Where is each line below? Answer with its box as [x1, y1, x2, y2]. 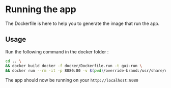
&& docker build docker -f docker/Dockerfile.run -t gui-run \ [5, 63, 142, 68]
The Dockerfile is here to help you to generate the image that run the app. [5, 20, 160, 26]
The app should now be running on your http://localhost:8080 [5, 77, 138, 83]
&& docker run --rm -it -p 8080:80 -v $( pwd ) [5, 68, 103, 73]
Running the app [5, 4, 76, 15]
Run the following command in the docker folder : [5, 48, 109, 54]
